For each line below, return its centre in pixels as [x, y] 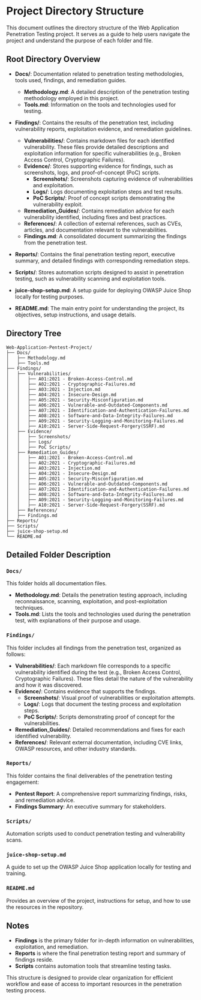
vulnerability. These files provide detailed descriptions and [96, 147]
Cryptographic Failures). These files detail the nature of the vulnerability [104, 678]
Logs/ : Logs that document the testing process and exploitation [102, 704]
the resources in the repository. [45, 907]
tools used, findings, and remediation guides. [71, 80]
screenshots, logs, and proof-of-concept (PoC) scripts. [92, 172]
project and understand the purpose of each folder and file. [79, 40]
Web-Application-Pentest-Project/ [49, 347]
